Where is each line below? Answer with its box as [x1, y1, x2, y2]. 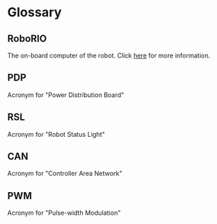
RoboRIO [7, 33, 48, 45]
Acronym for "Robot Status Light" [7, 130, 105, 138]
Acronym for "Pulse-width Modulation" [7, 208, 121, 217]
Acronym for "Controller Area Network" [7, 169, 123, 178]
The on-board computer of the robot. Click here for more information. [7, 51, 211, 60]
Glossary [7, 4, 62, 21]
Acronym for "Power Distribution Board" [7, 90, 125, 99]
